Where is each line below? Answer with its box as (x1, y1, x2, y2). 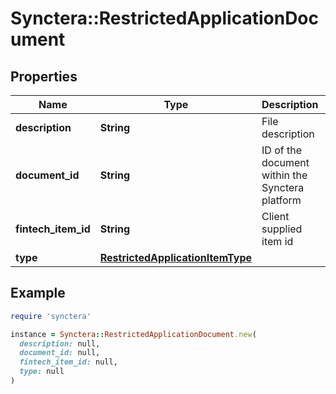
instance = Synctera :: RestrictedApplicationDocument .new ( (10, 329, 257, 339)
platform (261, 193, 302, 207)
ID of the (261, 143, 303, 157)
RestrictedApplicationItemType (99, 251, 253, 264)
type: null (19, 367, 65, 377)
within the (261, 168, 308, 182)
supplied (261, 222, 303, 236)
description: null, (19, 338, 101, 349)
